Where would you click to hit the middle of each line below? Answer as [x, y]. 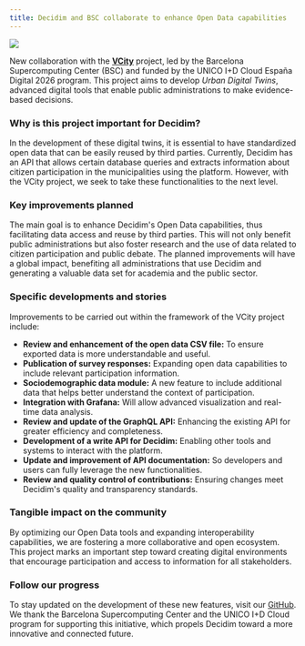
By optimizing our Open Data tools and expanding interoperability [132, 532]
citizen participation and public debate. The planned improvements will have [152, 254]
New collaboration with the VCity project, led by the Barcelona [127, 61]
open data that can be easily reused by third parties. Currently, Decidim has [151, 152]
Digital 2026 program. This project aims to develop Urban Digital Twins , [144, 80]
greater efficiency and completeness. [93, 431]
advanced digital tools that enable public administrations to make [131, 90]
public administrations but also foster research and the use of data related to [153, 244]
